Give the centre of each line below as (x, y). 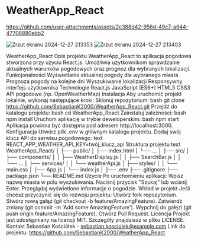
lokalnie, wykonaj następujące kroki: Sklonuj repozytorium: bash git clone (95, 100)
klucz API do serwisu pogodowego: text (55, 138)
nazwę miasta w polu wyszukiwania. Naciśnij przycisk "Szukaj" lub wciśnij (97, 182)
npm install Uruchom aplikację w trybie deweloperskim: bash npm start (92, 119)
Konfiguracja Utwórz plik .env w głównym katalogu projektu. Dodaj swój (94, 132)
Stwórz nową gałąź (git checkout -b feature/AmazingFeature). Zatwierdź (94, 201)
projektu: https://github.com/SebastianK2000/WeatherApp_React (86, 233)
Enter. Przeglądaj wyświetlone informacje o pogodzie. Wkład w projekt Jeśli (98, 188)
